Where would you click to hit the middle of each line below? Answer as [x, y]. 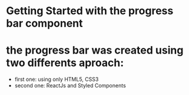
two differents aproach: [65, 63]
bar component [45, 23]
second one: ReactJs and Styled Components [70, 86]
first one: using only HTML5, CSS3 [57, 79]
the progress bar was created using [95, 50]
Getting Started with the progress [90, 11]
